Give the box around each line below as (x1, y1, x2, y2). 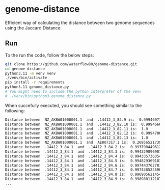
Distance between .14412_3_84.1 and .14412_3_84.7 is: (5, 167, 126, 172)
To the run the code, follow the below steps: (5, 52, 94, 58)
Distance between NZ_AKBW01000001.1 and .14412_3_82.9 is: (5, 117, 135, 122)
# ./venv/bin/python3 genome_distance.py (5, 93, 91, 99)
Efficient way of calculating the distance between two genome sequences (5, 20, 155, 26)
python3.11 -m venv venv (5, 71, 56, 76)
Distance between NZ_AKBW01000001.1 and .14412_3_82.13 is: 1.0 (5, 136, 148, 140)
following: (5, 108, 25, 113)
